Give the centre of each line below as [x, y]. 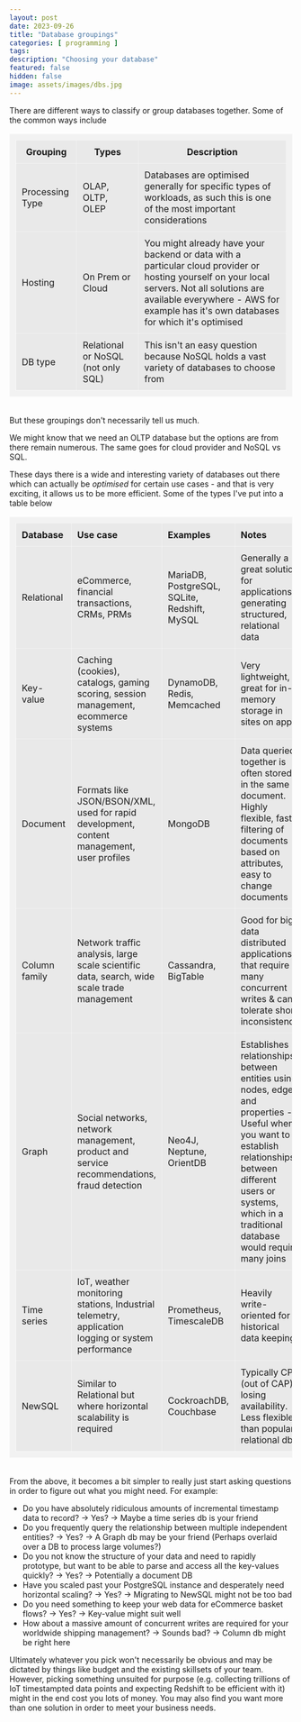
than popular [267, 1428]
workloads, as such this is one [208, 197]
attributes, [262, 863]
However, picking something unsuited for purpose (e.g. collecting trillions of [150, 1679]
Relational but [106, 1395]
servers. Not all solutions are [204, 287]
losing [253, 1395]
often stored [266, 773]
